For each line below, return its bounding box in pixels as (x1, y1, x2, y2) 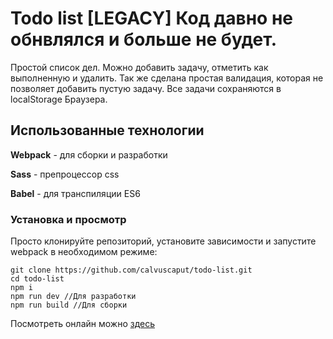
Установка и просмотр (10, 212, 127, 226)
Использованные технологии (10, 122, 205, 139)
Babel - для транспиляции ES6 (10, 187, 141, 199)
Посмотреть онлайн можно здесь (10, 318, 155, 330)
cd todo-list (10, 274, 65, 284)
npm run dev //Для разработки (10, 292, 137, 302)
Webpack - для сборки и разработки (10, 148, 168, 161)
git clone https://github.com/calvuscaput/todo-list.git (10, 265, 253, 276)
